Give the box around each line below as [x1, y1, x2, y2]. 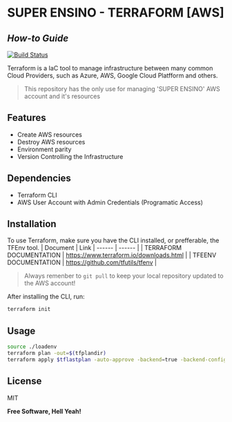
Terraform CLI [17, 191, 57, 199]
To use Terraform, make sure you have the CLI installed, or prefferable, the [7, 236, 220, 244]
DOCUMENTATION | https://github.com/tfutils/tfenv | [7, 258, 157, 267]
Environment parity [17, 145, 72, 153]
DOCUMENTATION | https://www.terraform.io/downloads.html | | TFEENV [7, 251, 217, 260]
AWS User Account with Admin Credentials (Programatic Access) [17, 198, 204, 207]
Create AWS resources [17, 130, 83, 139]
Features [7, 112, 46, 124]
